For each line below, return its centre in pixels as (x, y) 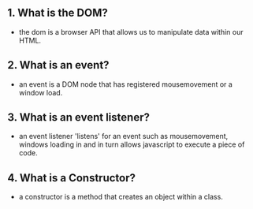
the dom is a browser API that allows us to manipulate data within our (131, 32)
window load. (41, 92)
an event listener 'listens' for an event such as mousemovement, (123, 136)
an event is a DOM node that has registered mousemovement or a (126, 84)
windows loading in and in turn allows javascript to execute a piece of (132, 144)
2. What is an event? (58, 65)
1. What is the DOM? (58, 13)
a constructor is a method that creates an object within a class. (121, 197)
